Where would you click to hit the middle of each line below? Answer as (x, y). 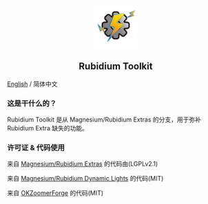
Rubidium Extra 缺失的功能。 (48, 128)
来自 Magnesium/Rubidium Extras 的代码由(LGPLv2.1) (83, 164)
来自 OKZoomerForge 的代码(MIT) (55, 193)
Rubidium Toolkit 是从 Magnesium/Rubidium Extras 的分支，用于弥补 (104, 120)
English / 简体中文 (32, 84)
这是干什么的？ (32, 103)
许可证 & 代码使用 (36, 148)
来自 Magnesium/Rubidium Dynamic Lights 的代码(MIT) (85, 179)
